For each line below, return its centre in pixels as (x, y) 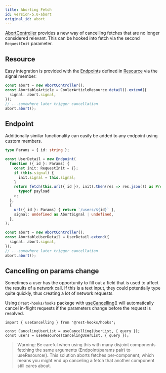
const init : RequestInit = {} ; (46, 168)
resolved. (15, 314)
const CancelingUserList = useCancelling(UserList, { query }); (73, 331)
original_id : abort (25, 19)
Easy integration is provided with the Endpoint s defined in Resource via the (82, 71)
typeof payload (34, 191)
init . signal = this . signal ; (47, 177)
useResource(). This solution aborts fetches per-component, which (85, 355)
